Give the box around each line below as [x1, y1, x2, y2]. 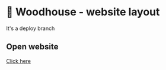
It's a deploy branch [6, 25, 55, 32]
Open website [6, 42, 59, 52]
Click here [6, 57, 31, 64]
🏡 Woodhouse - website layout [6, 5, 160, 19]
